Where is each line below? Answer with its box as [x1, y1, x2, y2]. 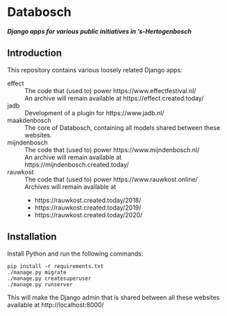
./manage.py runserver [7, 281, 73, 288]
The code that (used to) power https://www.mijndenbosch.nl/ [24, 145, 200, 153]
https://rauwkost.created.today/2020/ [34, 210, 143, 219]
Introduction [7, 47, 62, 59]
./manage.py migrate [7, 269, 67, 276]
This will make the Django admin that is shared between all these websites [7, 293, 220, 301]
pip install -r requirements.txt [7, 263, 104, 269]
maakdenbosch [7, 116, 51, 124]
